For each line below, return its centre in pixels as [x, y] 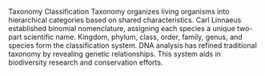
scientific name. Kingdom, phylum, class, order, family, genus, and [133, 37]
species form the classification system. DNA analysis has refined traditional [133, 45]
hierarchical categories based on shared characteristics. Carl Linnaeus [125, 20]
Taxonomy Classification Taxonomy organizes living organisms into [119, 12]
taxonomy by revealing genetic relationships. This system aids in [115, 54]
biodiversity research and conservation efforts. [86, 62]
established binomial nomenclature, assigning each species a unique [122, 28]
